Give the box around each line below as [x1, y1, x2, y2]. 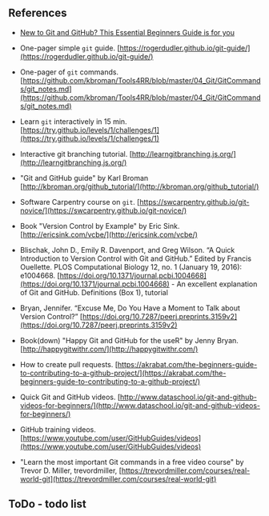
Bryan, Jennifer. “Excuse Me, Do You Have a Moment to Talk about [19, 303, 240, 313]
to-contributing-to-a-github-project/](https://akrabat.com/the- [19, 368, 227, 378]
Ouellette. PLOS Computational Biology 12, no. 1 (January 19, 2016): [19, 262, 243, 271]
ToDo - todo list [8, 498, 86, 511]
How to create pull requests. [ [19, 359, 118, 369]
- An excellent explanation [171, 279, 258, 289]
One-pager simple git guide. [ [19, 43, 120, 53]
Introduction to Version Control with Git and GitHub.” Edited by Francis [19, 254, 252, 263]
